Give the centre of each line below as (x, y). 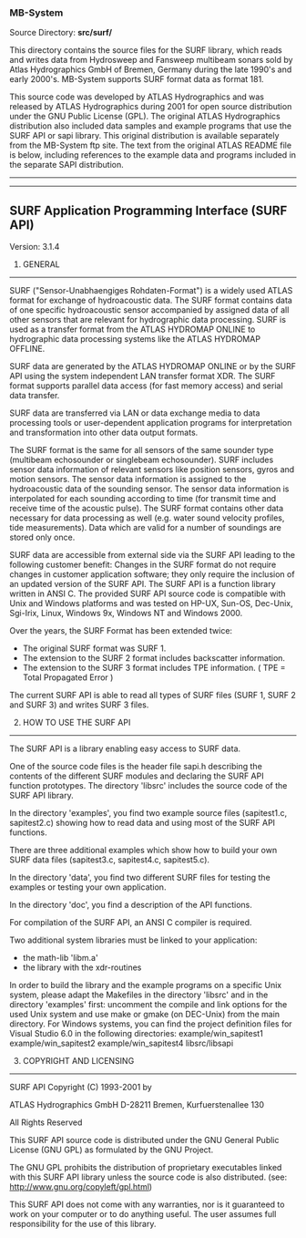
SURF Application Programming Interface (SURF (148, 210)
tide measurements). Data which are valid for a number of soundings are (146, 528)
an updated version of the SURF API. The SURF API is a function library (143, 584)
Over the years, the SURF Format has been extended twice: (121, 631)
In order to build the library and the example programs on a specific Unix (146, 985)
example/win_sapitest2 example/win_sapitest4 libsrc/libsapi (122, 1043)
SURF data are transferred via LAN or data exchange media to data (135, 413)
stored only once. (42, 537)
